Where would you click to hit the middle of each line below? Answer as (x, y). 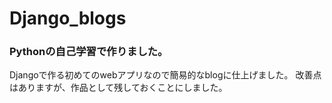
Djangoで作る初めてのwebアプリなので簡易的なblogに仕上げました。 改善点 (165, 75)
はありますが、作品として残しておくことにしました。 (118, 88)
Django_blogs (68, 18)
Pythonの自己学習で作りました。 (89, 52)
